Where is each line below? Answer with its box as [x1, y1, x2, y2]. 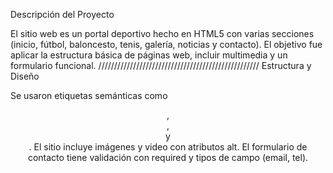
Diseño [10, 70, 40, 82]
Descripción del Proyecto [10, 9, 115, 20]
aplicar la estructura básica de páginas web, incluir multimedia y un [10, 49, 288, 61]
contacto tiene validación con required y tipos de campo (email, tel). [27, 152, 309, 163]
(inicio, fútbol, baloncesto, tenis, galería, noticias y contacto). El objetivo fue [10, 39, 323, 50]
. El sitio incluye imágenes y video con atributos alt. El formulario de [28, 141, 308, 153]
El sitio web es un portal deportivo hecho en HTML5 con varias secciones [10, 28, 315, 39]
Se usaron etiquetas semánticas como [10, 90, 168, 101]
